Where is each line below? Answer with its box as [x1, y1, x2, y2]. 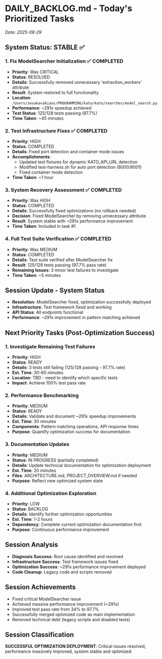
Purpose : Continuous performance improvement [12, 527, 110, 532]
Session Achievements [5, 583, 76, 592]
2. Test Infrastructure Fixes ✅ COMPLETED [5, 127, 108, 134]
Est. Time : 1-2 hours [12, 516, 53, 522]
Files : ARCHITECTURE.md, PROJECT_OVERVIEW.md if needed [12, 472, 137, 478]
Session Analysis [5, 541, 59, 549]
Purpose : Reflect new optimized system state [12, 478, 103, 483]
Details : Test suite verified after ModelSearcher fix [12, 257, 113, 262]
